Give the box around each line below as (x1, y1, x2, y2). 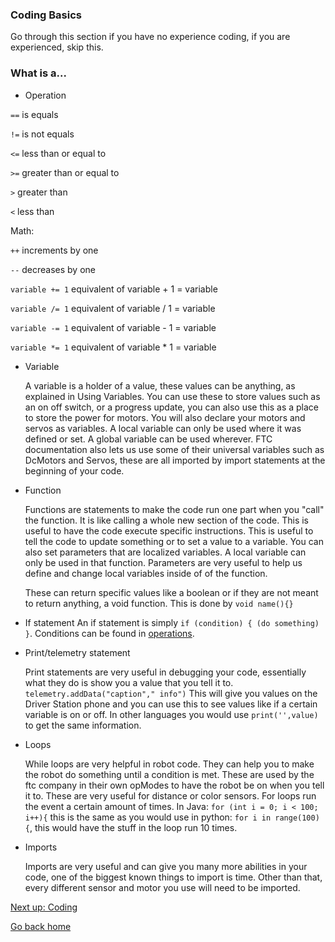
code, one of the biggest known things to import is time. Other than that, (24, 871, 323, 883)
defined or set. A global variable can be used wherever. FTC (24, 433, 273, 445)
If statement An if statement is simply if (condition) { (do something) (24, 616, 320, 628)
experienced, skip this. (10, 41, 104, 53)
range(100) (274, 813, 320, 823)
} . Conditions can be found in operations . (24, 627, 195, 639)
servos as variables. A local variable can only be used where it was (24, 422, 302, 434)
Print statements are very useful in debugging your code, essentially (24, 666, 307, 678)
